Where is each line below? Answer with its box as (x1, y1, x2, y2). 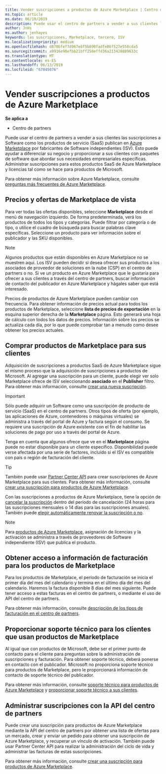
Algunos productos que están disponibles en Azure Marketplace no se (5, 254, 148, 260)
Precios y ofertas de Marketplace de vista (5, 195, 136, 204)
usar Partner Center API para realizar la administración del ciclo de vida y (5, 743, 154, 749)
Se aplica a (5, 115, 28, 121)
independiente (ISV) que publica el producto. (5, 539, 97, 545)
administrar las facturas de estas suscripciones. (5, 749, 103, 754)
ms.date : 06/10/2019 (5, 16, 48, 21)
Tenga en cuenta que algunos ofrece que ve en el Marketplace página (5, 438, 149, 444)
